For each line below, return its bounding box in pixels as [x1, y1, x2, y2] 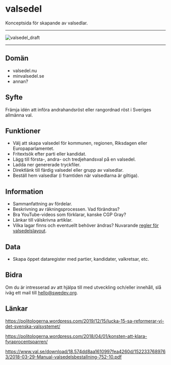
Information [5, 187, 44, 196]
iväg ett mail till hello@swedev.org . [5, 289, 78, 295]
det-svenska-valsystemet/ [5, 323, 61, 329]
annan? [12, 78, 28, 84]
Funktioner [5, 127, 41, 135]
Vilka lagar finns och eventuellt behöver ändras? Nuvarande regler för [12, 222, 159, 229]
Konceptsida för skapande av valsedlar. [5, 20, 88, 26]
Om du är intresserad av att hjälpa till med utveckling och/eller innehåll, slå [5, 284, 162, 290]
